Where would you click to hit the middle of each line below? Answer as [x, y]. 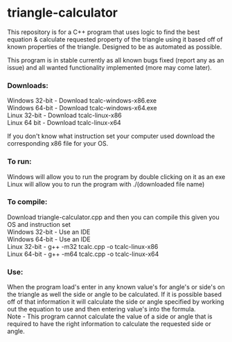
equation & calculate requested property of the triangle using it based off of [115, 39]
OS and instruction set [39, 224]
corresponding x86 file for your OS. [58, 144]
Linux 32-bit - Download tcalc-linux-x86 [65, 115]
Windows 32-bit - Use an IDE [49, 232]
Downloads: [28, 85]
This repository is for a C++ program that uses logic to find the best [104, 32]
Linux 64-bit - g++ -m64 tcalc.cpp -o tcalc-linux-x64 [83, 254]
